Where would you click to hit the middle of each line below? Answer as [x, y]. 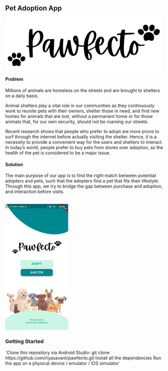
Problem [14, 79]
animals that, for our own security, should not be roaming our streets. [77, 122]
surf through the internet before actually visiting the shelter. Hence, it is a [81, 137]
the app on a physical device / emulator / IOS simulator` [63, 363]
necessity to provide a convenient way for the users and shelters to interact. [84, 142]
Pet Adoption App [33, 8]
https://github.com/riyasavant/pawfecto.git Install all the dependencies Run [83, 358]
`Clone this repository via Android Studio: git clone [57, 352]
